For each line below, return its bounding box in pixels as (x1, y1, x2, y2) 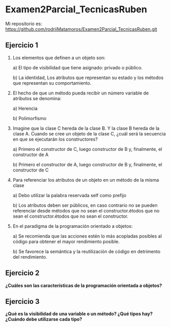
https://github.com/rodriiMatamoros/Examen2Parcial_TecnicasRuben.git (5, 26, 157, 32)
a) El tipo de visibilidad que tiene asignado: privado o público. (12, 64, 143, 70)
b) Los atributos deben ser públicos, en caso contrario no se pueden (12, 202, 158, 208)
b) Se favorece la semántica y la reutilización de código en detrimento (12, 248, 161, 255)
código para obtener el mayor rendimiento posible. (12, 238, 120, 244)
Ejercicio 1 (5, 41, 38, 50)
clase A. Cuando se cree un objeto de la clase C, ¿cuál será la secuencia (12, 130, 166, 137)
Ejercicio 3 (5, 297, 40, 306)
